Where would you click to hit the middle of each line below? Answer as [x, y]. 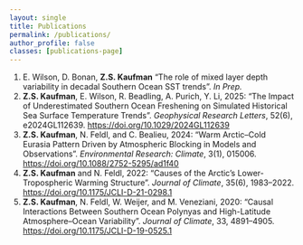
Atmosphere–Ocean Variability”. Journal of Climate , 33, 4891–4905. [148, 221]
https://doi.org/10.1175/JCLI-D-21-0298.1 [97, 193]
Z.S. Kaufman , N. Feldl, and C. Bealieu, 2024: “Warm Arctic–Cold [144, 135]
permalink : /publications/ [60, 34]
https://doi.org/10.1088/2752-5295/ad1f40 [100, 164]
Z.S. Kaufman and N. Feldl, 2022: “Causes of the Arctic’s [129, 174]
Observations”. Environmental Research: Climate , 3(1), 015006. [139, 154]
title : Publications [48, 26]
